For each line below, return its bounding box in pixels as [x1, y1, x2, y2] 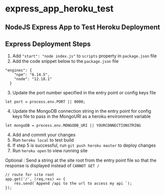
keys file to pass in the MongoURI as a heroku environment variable [12, 113, 151, 120]
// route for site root [5, 173, 55, 178]
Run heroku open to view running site [12, 148, 88, 154]
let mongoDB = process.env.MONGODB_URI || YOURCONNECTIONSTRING [5, 123, 141, 128]
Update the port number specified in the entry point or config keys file [12, 90, 157, 96]
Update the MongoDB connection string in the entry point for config [12, 108, 152, 114]
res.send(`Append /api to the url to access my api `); [14, 181, 133, 186]
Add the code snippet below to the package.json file [12, 58, 119, 64]
